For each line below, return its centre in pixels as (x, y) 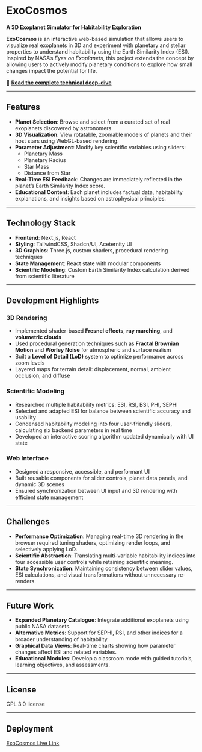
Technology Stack (41, 223)
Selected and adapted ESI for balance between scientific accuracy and (103, 411)
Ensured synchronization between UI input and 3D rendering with (96, 490)
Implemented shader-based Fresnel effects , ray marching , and (93, 331)
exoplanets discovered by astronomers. (64, 128)
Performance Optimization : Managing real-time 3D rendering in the (99, 536)
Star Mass (36, 166)
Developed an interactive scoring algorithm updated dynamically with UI (104, 436)
